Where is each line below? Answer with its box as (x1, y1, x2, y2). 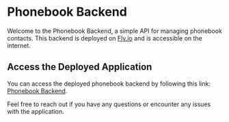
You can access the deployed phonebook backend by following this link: (7, 80, 211, 88)
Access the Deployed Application (7, 61, 152, 73)
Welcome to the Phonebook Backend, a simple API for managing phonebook (7, 27, 222, 35)
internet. (7, 41, 31, 49)
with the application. (7, 107, 65, 115)
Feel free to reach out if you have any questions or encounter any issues (7, 100, 211, 108)
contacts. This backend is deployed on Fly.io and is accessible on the (7, 34, 203, 42)
